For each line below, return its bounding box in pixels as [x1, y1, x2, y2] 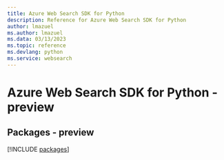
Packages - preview [7, 127, 94, 139]
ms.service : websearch [7, 55, 72, 62]
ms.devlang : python [7, 49, 63, 56]
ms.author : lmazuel [7, 29, 63, 37]
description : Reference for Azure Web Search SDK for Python [7, 17, 187, 23]
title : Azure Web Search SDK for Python [7, 10, 125, 17]
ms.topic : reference [7, 42, 67, 49]
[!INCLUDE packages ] [7, 145, 70, 153]
